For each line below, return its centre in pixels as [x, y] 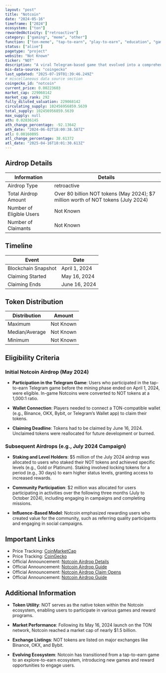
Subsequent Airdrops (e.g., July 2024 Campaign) [66, 446]
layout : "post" [21, 10]
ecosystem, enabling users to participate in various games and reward [84, 610]
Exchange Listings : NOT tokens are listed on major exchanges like [80, 640]
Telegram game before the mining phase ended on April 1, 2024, [94, 388]
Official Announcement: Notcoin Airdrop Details [61, 562]
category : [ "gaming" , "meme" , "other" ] [46, 38]
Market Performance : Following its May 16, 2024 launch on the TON [82, 625]
